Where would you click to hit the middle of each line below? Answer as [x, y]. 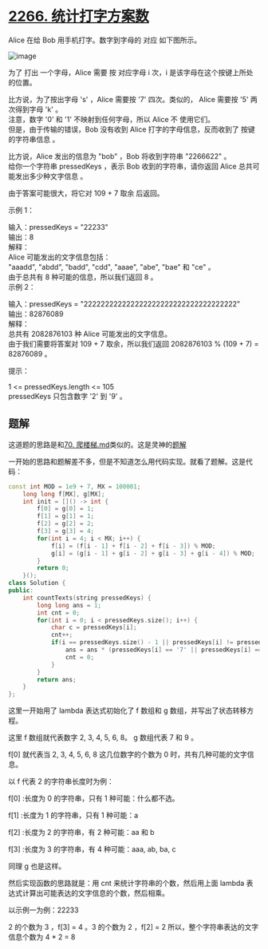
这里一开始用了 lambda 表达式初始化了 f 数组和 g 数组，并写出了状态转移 [128, 710]
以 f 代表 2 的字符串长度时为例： [61, 781]
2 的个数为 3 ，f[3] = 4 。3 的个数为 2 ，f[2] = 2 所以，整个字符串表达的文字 [134, 927]
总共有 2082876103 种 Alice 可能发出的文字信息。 [90, 334]
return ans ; [57, 679]
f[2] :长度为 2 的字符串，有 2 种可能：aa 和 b [81, 832]
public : [21, 591]
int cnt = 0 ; [59, 613]
